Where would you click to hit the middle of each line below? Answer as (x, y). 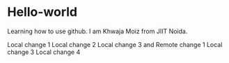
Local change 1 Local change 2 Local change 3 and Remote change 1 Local (115, 44)
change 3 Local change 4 (44, 52)
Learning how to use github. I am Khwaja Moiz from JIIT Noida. (97, 31)
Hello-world (42, 12)
